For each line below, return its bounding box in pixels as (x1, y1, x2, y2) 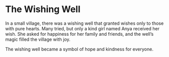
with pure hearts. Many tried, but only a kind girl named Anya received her (5, 25, 160, 31)
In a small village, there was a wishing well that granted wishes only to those (5, 20, 164, 26)
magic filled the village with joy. (5, 36, 71, 42)
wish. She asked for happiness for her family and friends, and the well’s (5, 31, 154, 37)
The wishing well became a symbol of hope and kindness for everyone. (5, 46, 154, 52)
